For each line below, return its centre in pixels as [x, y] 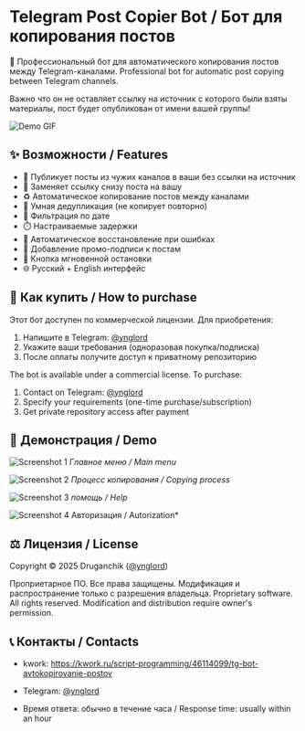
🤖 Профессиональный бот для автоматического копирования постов [144, 61]
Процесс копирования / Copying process [150, 480]
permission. [32, 613]
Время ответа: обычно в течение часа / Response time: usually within [157, 709]
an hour [37, 718]
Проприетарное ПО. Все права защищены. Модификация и [125, 584]
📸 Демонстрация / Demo [84, 440]
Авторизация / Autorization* [126, 515]
